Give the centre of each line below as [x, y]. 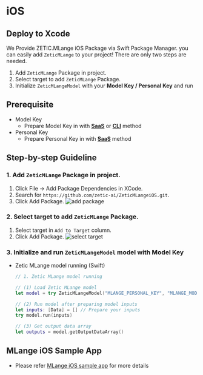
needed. [17, 61]
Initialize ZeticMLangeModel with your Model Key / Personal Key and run [104, 86]
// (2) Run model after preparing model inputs [76, 304]
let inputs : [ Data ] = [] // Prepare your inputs [78, 310]
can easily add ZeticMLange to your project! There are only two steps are [96, 55]
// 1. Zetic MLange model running [58, 277]
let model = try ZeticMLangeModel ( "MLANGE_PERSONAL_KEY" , [90, 293]
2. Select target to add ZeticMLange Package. [72, 217]
